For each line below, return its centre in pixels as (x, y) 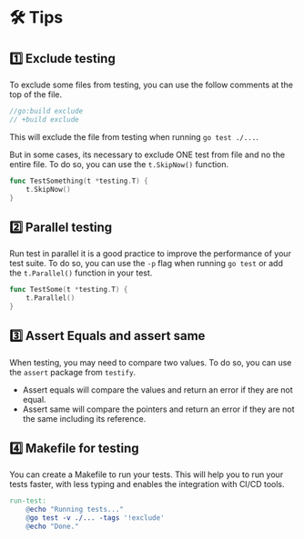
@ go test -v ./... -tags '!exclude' (96, 518)
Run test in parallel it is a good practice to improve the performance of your (150, 254)
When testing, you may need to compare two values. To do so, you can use (151, 362)
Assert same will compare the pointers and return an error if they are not (158, 409)
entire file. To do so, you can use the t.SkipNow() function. (119, 164)
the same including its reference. (84, 418)
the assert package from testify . (73, 372)
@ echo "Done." (52, 527)
